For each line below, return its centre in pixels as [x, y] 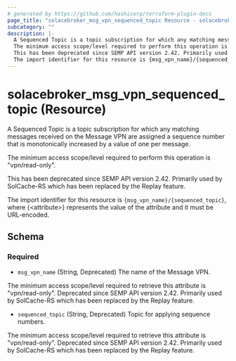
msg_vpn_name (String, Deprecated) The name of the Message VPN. [114, 272]
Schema [26, 237]
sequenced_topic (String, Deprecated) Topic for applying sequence [114, 315]
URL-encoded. [28, 215]
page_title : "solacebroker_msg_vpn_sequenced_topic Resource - [102, 20]
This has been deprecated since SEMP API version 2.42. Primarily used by [115, 178]
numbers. [31, 322]
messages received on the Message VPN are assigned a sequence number [116, 136]
